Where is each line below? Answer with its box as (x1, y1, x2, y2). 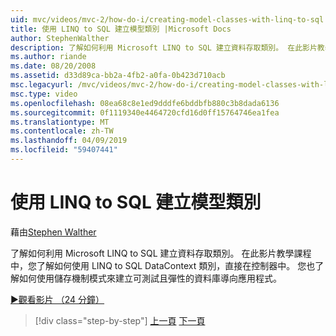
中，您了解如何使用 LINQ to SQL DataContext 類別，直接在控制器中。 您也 (10, 259, 316, 271)
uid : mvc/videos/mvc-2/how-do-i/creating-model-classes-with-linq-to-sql (10, 14, 325, 25)
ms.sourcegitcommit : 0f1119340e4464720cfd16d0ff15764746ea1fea (10, 107, 280, 118)
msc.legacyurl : (10, 80, 74, 90)
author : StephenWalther (10, 33, 110, 43)
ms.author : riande (10, 52, 87, 62)
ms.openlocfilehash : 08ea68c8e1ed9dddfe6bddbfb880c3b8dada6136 (10, 98, 280, 108)
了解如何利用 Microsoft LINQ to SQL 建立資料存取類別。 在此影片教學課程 (10, 247, 312, 259)
